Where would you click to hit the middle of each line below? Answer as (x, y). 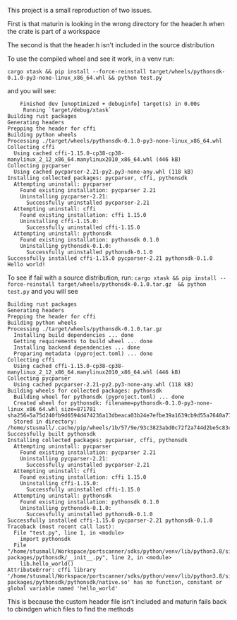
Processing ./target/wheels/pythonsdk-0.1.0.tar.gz (85, 329)
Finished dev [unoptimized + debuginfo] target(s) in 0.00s (110, 104)
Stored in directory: (45, 422)
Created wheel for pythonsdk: (58, 403)
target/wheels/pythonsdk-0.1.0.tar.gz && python (132, 285)
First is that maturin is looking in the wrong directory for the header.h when (116, 24)
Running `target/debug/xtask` (67, 110)
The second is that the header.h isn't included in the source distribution (111, 45)
